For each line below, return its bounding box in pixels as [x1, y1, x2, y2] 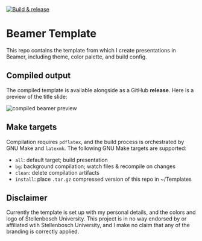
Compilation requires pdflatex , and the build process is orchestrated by [6, 138, 185, 145]
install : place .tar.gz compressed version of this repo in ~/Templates [14, 175, 192, 183]
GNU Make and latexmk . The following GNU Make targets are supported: [6, 145, 187, 152]
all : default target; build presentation [14, 156, 109, 163]
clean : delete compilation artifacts [14, 169, 99, 176]
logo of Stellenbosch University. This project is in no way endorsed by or [6, 215, 187, 222]
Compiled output [6, 70, 71, 81]
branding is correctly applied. [6, 228, 80, 235]
